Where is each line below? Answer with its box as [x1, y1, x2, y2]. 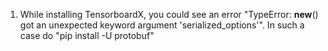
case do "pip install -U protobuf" [19, 30, 155, 41]
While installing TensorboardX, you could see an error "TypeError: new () [19, 9, 319, 20]
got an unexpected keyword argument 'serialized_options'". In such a [19, 19, 305, 31]
